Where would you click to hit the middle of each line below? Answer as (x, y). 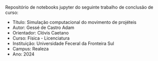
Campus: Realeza (31, 49)
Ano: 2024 (23, 54)
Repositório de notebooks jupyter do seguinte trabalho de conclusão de (79, 7)
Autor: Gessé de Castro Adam (43, 27)
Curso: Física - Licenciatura (41, 38)
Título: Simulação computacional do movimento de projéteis (74, 22)
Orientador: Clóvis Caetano (41, 33)
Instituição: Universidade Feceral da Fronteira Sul (63, 43)
